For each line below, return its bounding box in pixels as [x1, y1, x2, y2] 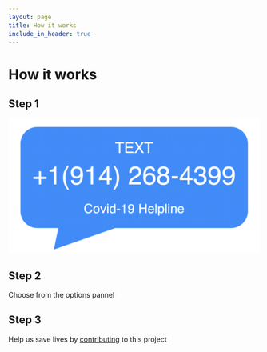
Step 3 [8, 313, 42, 327]
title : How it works [8, 21, 78, 30]
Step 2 [8, 269, 42, 282]
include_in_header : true [8, 30, 91, 38]
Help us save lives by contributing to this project [8, 334, 167, 344]
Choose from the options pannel [8, 290, 115, 299]
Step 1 [8, 97, 40, 110]
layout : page [8, 13, 52, 21]
